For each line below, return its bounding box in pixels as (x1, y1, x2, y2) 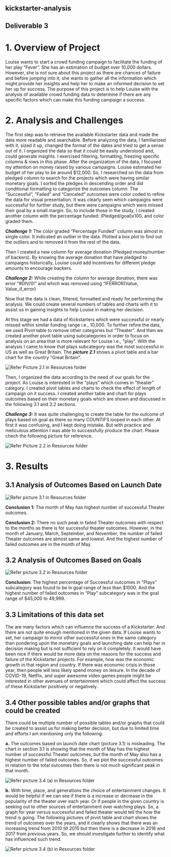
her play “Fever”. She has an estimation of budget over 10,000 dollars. (5, 64, 152, 70)
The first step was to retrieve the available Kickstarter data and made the (5, 131, 159, 137)
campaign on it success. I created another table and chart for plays (5, 390, 146, 396)
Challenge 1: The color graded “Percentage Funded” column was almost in (5, 228, 163, 234)
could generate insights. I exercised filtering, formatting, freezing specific (5, 153, 160, 159)
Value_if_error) (5, 286, 36, 292)
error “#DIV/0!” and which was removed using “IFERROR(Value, (5, 280, 139, 286)
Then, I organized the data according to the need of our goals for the (5, 374, 150, 380)
